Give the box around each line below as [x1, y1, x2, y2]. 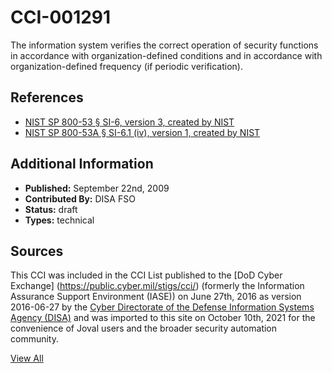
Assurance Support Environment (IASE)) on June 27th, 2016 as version [10, 291, 302, 303]
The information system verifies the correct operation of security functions [10, 39, 319, 51]
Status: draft [24, 203, 78, 215]
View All [10, 352, 44, 365]
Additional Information [10, 156, 154, 173]
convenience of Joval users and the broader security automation [10, 322, 278, 335]
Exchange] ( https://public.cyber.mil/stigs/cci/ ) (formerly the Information [10, 280, 305, 292]
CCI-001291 [10, 6, 112, 29]
